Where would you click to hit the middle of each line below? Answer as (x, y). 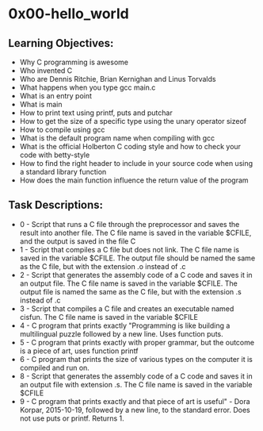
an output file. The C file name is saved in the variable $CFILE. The (128, 283)
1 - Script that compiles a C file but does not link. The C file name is (130, 249)
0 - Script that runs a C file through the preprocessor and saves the (130, 224)
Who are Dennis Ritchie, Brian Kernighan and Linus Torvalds (118, 79)
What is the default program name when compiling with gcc (117, 138)
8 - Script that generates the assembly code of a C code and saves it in (136, 376)
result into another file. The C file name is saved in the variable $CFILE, (135, 233)
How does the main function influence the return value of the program (134, 180)
